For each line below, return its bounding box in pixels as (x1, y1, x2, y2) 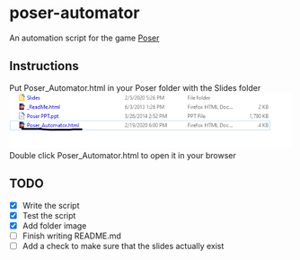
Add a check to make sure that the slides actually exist (22, 240, 225, 251)
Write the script (22, 200, 80, 211)
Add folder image (22, 220, 87, 231)
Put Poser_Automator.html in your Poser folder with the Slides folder (9, 82, 261, 93)
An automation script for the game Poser (9, 32, 160, 43)
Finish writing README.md (22, 230, 121, 241)
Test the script (22, 210, 76, 220)
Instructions (9, 58, 79, 74)
